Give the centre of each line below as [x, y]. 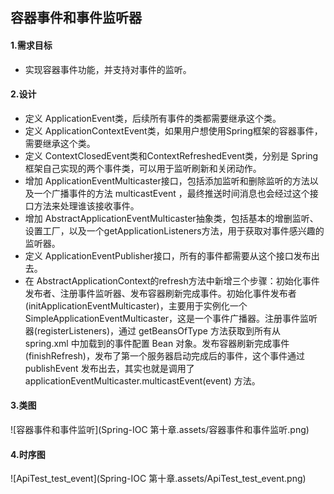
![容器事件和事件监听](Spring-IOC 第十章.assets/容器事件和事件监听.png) [160, 429]
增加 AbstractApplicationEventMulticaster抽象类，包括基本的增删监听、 [171, 218]
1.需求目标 [31, 45]
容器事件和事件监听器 [76, 18]
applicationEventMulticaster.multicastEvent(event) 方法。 [142, 380]
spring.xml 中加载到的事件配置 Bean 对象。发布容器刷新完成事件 [157, 343]
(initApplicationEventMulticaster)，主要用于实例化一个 [136, 305]
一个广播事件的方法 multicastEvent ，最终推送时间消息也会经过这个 [171, 193]
